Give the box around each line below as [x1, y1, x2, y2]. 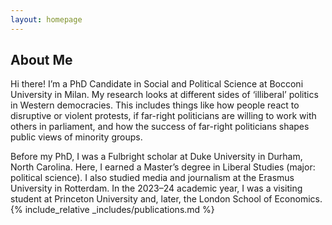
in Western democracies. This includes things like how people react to [10, 99, 300, 111]
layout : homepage [10, 14, 83, 25]
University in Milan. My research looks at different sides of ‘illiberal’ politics [10, 89, 319, 101]
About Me [10, 52, 73, 69]
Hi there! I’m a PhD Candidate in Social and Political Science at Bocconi [10, 78, 304, 90]
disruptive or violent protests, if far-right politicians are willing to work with [10, 110, 317, 122]
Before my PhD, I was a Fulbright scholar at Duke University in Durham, [10, 151, 303, 163]
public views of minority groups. [10, 131, 143, 143]
